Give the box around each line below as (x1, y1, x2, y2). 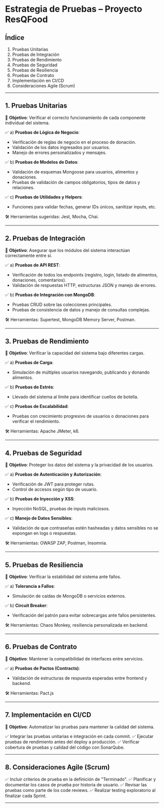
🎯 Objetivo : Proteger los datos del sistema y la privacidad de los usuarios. (5, 462, 154, 468)
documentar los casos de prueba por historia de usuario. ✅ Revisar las (5, 782, 147, 787)
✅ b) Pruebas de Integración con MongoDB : (5, 292, 95, 298)
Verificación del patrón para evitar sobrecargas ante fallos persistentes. (12, 612, 157, 618)
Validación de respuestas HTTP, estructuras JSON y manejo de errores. (12, 282, 157, 288)
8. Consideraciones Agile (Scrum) (5, 763, 110, 772)
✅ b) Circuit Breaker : (5, 603, 48, 608)
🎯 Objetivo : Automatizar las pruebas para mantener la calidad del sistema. (5, 724, 155, 730)
